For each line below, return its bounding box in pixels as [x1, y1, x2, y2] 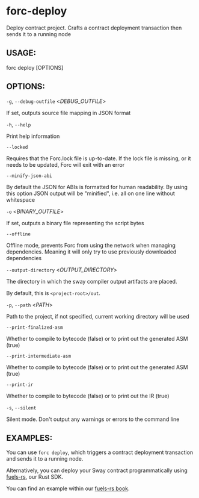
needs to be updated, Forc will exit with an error [6, 161, 125, 168]
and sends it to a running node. [6, 455, 84, 462]
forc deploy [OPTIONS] [6, 64, 64, 71]
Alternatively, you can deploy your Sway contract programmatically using [6, 467, 188, 474]
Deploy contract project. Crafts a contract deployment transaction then [6, 24, 182, 31]
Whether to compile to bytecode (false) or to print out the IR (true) [6, 392, 170, 399]
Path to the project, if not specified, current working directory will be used [6, 313, 189, 320]
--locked [6, 144, 28, 150]
